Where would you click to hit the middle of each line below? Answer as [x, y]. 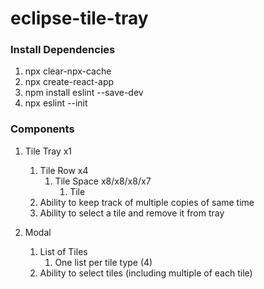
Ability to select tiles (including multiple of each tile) [146, 273]
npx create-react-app [69, 82]
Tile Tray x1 [48, 151]
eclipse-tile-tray [79, 18]
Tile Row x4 [64, 170]
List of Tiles [63, 251]
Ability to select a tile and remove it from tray [132, 213]
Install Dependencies [63, 50]
